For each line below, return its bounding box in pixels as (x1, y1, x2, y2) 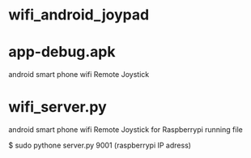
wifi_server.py (8, 98, 107, 117)
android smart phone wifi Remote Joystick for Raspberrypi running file (8, 125, 243, 135)
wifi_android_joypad (8, 6, 150, 24)
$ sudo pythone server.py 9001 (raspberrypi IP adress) (8, 140, 192, 151)
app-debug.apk (8, 43, 116, 62)
